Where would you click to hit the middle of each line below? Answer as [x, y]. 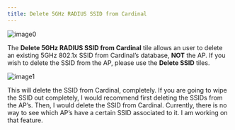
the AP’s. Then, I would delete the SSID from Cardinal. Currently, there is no [117, 105]
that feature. [25, 120]
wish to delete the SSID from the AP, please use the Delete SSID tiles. [109, 63]
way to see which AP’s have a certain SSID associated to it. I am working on [117, 112]
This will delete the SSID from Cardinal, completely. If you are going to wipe [117, 90]
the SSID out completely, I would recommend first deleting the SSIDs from [115, 97]
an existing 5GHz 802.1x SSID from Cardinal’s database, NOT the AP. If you [116, 55]
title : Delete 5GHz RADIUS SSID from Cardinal [77, 14]
